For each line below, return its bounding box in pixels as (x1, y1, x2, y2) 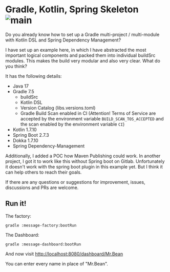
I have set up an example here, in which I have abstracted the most (5, 47, 147, 53)
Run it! (5, 199, 27, 208)
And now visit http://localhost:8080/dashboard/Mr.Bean (5, 250, 123, 257)
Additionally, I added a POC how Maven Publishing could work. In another (5, 153, 161, 159)
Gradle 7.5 (12, 88, 34, 94)
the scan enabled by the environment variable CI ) (20, 121, 125, 127)
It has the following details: (5, 73, 62, 79)
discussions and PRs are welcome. (5, 184, 79, 191)
